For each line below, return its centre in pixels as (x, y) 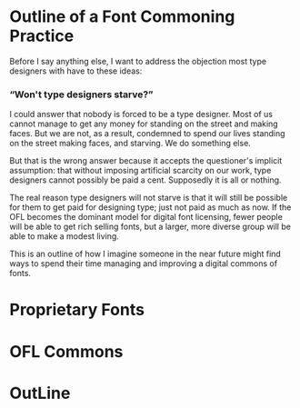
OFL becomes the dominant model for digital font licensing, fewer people (146, 217)
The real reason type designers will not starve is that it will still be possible (149, 198)
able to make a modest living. (65, 236)
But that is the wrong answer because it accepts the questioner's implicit (146, 161)
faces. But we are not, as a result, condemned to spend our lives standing (147, 134)
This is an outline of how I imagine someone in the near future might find (145, 254)
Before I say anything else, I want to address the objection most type (138, 61)
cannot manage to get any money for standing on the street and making (144, 124)
